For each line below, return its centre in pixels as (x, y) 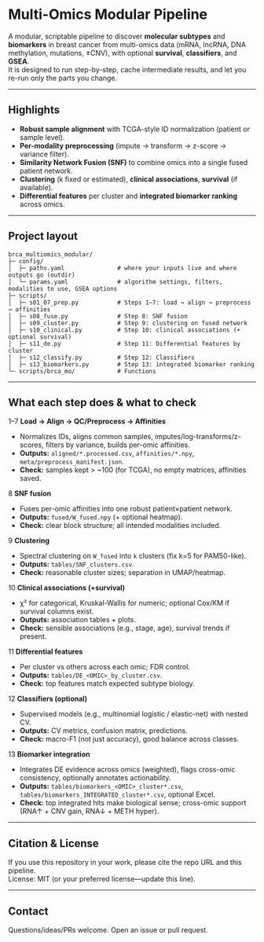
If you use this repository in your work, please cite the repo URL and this (125, 863)
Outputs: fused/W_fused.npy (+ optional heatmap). (101, 517)
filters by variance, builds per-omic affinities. (118, 445)
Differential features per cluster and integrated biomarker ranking (128, 196)
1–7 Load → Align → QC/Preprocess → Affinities (87, 421)
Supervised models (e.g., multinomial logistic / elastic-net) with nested (134, 714)
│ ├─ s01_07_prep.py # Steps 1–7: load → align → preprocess (130, 302)
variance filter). (44, 154)
